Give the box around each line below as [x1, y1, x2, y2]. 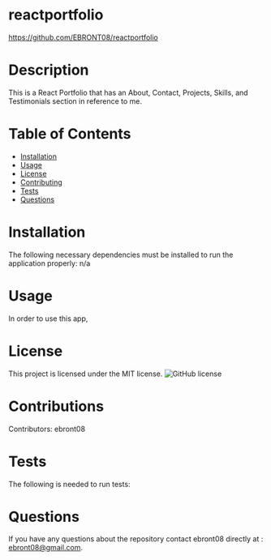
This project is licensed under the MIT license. [8, 369, 163, 378]
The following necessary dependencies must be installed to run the [8, 250, 234, 259]
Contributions [8, 397, 104, 415]
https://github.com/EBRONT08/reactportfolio [8, 32, 158, 42]
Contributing [19, 177, 62, 187]
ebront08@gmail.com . [8, 543, 84, 553]
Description [8, 61, 89, 79]
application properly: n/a [8, 258, 91, 268]
